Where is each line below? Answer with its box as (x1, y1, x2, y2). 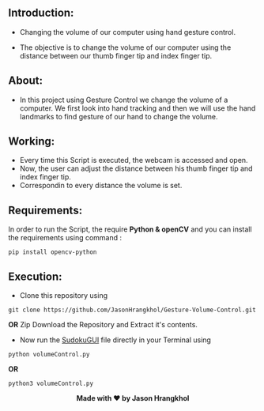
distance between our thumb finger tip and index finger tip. (19, 51, 213, 60)
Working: (8, 134, 55, 149)
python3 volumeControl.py (8, 379, 93, 388)
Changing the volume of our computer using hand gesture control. (19, 27, 236, 36)
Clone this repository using (19, 291, 108, 300)
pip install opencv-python (8, 248, 97, 256)
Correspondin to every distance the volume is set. (19, 181, 183, 190)
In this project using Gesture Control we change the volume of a (19, 95, 228, 104)
